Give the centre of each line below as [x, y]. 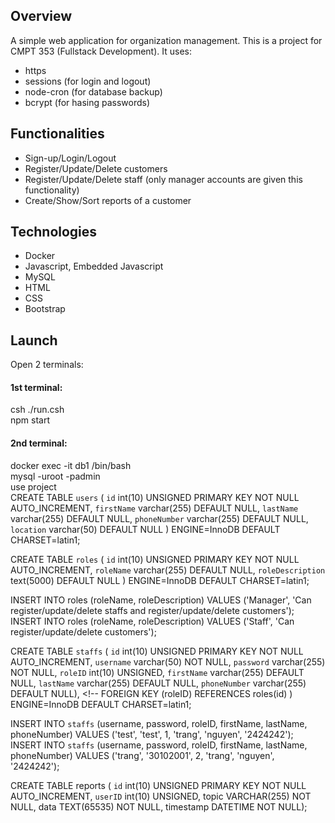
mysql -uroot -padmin [55, 476]
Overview [41, 16]
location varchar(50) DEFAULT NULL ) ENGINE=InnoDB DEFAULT [145, 529]
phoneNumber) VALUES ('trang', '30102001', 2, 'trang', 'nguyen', [142, 755]
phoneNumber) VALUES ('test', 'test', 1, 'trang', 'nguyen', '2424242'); [152, 734]
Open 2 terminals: [47, 365]
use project [33, 486]
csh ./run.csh [37, 410]
